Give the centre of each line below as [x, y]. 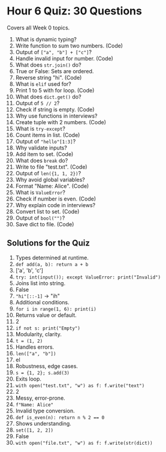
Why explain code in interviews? [55, 205]
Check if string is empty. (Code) [55, 109]
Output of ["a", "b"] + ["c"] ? [54, 52]
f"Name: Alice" [34, 405]
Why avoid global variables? [50, 179]
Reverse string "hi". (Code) [49, 77]
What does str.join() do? [48, 65]
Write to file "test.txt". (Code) [51, 167]
